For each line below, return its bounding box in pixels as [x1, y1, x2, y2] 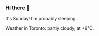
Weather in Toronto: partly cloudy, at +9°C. [5, 25, 94, 31]
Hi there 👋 [5, 4, 30, 11]
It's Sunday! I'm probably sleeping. [5, 16, 77, 22]
